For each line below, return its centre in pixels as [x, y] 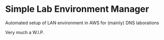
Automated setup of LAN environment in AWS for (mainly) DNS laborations [82, 23]
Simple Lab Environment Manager [77, 9]
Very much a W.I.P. [25, 32]
